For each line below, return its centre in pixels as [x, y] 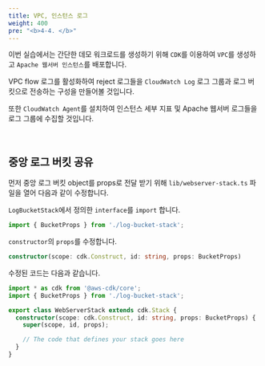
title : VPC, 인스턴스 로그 [48, 16]
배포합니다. [109, 64]
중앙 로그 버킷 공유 [51, 162]
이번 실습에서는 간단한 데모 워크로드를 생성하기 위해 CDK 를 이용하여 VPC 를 [121, 55]
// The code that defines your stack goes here [103, 340]
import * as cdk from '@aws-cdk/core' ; [75, 288]
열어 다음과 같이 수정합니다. [66, 193]
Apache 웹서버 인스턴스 [50, 65]
